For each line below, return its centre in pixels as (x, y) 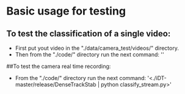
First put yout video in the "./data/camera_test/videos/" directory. (97, 48)
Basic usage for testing (66, 11)
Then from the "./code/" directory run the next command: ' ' (89, 55)
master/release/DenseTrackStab (56, 84)
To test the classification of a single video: (89, 34)
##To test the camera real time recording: (59, 66)
